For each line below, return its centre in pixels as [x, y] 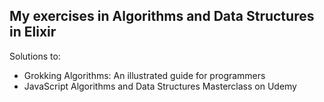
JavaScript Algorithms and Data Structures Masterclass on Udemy [160, 86]
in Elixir [33, 32]
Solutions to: [35, 56]
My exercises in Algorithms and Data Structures [162, 16]
